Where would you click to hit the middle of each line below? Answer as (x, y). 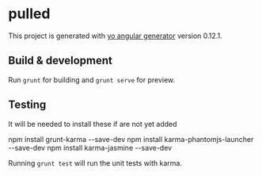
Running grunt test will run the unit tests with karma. (95, 163)
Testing (27, 105)
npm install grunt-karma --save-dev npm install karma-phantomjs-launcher (131, 139)
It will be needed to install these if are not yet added (93, 124)
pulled (29, 14)
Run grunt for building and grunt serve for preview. (92, 79)
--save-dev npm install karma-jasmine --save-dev (90, 147)
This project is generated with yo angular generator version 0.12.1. (116, 36)
